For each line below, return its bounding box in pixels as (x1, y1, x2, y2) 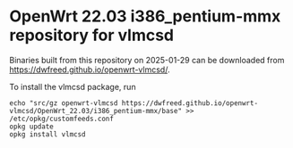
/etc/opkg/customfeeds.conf (9, 114, 115, 123)
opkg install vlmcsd (9, 129, 87, 139)
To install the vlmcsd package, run (9, 81, 136, 92)
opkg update (9, 122, 54, 131)
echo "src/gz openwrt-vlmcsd (9, 98, 118, 108)
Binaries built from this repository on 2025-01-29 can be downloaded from (9, 54, 285, 65)
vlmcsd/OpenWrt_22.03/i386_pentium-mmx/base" (9, 106, 182, 115)
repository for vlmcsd (9, 25, 175, 45)
